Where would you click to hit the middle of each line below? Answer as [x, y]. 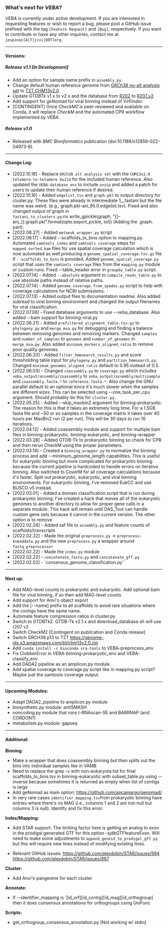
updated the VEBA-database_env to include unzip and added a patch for [85, 185]
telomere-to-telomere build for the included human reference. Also [82, 179]
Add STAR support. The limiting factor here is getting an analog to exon [86, 827]
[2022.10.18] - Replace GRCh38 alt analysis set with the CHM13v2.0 [81, 174]
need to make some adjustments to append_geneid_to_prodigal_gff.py [85, 838]
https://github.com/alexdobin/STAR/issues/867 [61, 858]
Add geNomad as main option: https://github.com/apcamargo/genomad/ [87, 792]
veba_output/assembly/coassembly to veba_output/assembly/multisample [86, 376]
